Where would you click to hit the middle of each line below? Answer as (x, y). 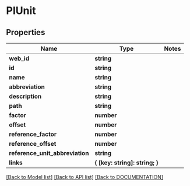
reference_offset (33, 144)
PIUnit (21, 11)
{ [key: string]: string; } (126, 163)
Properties (26, 32)
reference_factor (33, 134)
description (25, 96)
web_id (19, 58)
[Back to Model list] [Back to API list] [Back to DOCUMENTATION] (85, 177)
